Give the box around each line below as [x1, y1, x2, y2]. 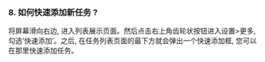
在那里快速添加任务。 [8, 46, 78, 56]
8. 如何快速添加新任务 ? [8, 6, 98, 17]
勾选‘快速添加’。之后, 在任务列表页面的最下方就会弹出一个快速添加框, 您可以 [8, 36, 257, 46]
